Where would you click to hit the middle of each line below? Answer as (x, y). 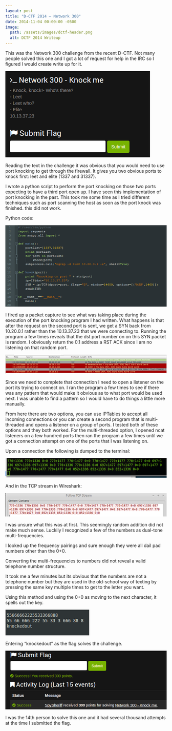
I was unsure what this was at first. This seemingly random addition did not (84, 524)
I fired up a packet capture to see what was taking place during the (76, 315)
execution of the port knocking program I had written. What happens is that (85, 320)
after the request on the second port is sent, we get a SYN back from (78, 326)
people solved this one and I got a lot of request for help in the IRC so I (80, 58)
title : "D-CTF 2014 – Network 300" (43, 16)
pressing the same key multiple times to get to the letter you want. (75, 587)
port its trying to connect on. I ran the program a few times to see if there (82, 388)
